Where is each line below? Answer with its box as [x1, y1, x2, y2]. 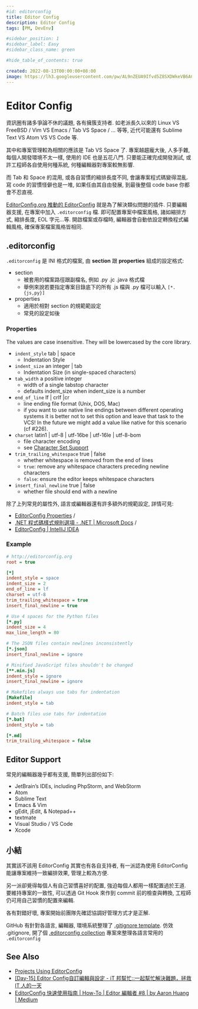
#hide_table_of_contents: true [6, 57, 83, 63]
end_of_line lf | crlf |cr [14, 393, 70, 401]
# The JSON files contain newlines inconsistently [6, 640, 133, 647]
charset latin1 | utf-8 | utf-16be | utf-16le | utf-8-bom [14, 431, 141, 438]
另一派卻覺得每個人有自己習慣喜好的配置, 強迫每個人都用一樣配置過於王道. [6, 881, 187, 889]
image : [6, 73, 22, 80]
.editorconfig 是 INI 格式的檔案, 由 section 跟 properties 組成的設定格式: [6, 258, 184, 265]
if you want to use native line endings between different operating [23, 406, 184, 414]
